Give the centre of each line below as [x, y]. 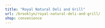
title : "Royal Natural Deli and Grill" [45, 9]
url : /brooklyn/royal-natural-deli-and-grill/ [53, 14]
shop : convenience [23, 18]
